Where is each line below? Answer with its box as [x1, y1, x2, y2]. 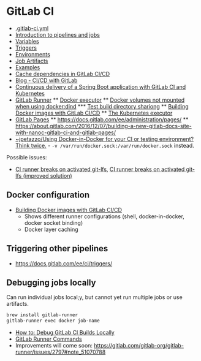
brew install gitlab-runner [6, 312, 78, 318]
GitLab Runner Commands [15, 335, 82, 343]
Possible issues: [6, 153, 47, 161]
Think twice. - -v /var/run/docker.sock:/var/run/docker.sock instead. [15, 142, 194, 149]
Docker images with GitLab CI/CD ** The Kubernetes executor [15, 109, 173, 116]
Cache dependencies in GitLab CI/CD [15, 70, 110, 77]
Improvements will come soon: [15, 342, 93, 349]
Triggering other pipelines [6, 243, 108, 254]
